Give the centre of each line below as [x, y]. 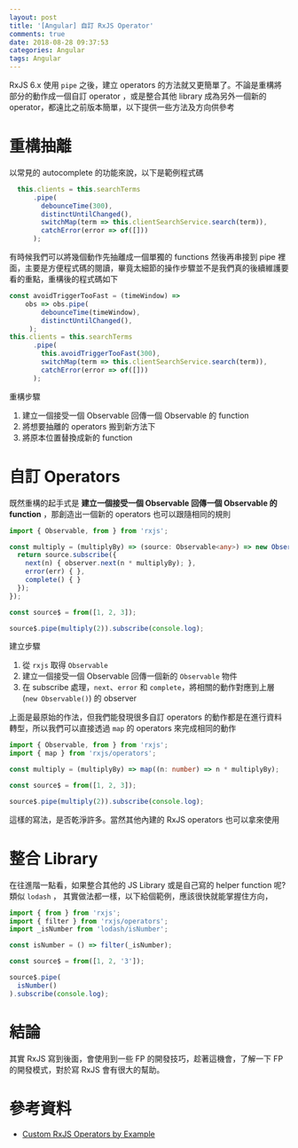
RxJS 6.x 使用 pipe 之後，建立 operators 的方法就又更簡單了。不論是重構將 [145, 85]
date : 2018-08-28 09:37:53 [59, 42]
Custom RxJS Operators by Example [88, 1134]
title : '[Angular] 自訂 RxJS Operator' [82, 26]
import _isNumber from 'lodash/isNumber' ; [89, 929]
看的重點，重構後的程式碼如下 [63, 279]
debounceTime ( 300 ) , [77, 206]
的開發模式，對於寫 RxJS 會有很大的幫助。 [87, 1069]
